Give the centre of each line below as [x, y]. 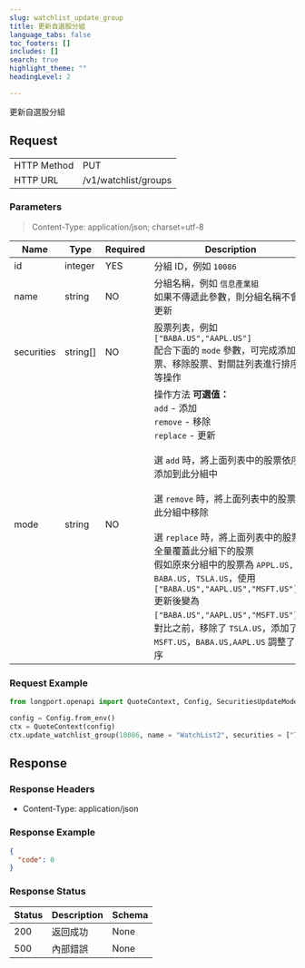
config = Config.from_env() [63, 719]
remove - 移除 [182, 421]
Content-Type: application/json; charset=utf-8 [118, 227]
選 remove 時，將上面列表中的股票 [225, 498]
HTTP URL [36, 180]
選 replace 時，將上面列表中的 [218, 537]
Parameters [35, 207]
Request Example [49, 683]
